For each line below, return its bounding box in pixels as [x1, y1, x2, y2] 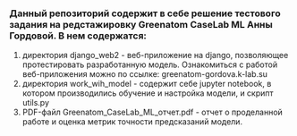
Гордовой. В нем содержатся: [9, 30, 148, 42]
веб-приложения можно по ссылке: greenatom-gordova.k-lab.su [21, 69, 268, 80]
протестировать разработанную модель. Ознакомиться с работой [21, 59, 278, 70]
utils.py [21, 98, 50, 108]
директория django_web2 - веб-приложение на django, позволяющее [21, 50, 289, 61]
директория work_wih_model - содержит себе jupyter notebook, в [21, 79, 272, 89]
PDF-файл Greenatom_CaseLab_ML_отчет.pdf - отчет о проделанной [21, 106, 284, 118]
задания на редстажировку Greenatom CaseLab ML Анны [9, 18, 273, 30]
